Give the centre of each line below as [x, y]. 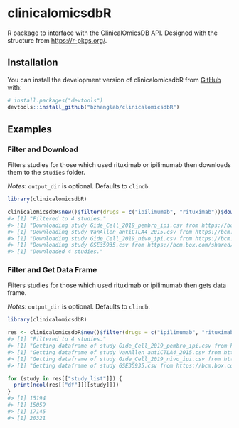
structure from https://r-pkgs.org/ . [57, 40]
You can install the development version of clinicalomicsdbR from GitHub [115, 80]
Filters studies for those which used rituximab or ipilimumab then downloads [119, 165]
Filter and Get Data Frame [52, 270]
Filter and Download [43, 149]
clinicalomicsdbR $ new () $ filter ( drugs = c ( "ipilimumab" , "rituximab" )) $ [116, 212]
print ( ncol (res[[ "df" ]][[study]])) [67, 385]
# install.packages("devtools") [55, 100]
